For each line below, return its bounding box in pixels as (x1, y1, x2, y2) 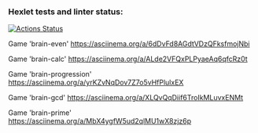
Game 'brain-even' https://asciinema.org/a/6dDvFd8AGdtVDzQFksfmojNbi (8, 39, 250, 49)
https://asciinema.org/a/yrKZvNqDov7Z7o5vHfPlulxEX (8, 77, 184, 88)
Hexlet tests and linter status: (8, 6, 123, 17)
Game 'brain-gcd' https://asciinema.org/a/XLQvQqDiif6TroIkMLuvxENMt (8, 93, 244, 102)
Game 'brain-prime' (8, 108, 72, 117)
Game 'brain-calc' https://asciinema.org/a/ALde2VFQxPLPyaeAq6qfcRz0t (8, 54, 248, 64)
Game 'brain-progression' (8, 70, 92, 79)
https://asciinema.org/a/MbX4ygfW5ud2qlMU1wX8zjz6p (8, 117, 192, 126)
